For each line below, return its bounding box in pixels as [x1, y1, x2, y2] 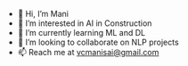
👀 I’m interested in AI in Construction [17, 18, 152, 29]
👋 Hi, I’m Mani [17, 9, 69, 19]
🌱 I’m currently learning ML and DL [17, 28, 145, 37]
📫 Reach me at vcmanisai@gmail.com [17, 47, 159, 57]
